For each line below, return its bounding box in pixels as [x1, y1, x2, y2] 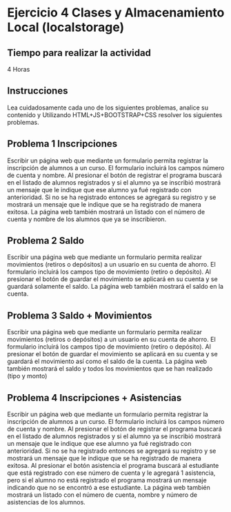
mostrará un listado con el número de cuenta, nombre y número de [7, 491, 198, 499]
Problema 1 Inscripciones [7, 138, 118, 150]
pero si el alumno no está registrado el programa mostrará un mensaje [7, 476, 207, 484]
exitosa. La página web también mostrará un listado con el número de [7, 207, 205, 216]
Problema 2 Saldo [7, 235, 85, 247]
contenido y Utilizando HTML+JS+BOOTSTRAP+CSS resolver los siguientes [7, 110, 223, 119]
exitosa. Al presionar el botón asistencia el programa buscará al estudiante [7, 462, 219, 470]
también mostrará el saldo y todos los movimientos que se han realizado [7, 365, 213, 373]
